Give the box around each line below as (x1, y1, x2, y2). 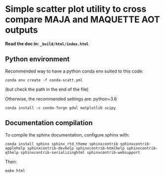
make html (5, 168, 26, 173)
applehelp (5, 145, 26, 151)
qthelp (5, 150, 19, 155)
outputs (5, 25, 38, 35)
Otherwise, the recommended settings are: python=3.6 (5, 96, 117, 102)
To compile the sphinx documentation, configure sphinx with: (5, 132, 130, 138)
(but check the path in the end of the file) (5, 86, 89, 92)
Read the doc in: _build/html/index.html (5, 40, 89, 46)
